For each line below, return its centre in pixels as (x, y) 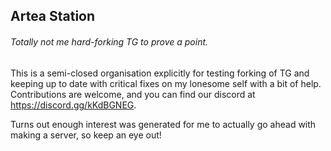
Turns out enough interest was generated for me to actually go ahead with (163, 124)
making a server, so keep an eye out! (86, 135)
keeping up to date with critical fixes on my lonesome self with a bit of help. (166, 83)
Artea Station (53, 16)
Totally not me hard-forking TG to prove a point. (109, 41)
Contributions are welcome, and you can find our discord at (133, 94)
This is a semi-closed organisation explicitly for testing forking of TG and (160, 73)
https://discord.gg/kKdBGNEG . (73, 105)
